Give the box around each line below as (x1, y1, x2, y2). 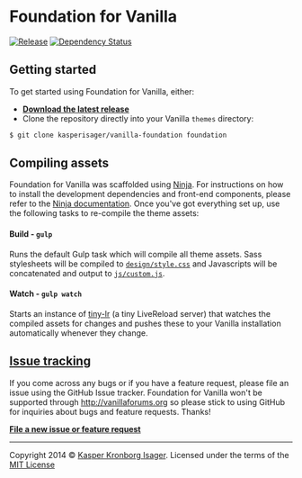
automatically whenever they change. (9, 327, 148, 338)
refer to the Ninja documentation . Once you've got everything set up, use (9, 198, 280, 209)
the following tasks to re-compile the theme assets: (9, 208, 200, 219)
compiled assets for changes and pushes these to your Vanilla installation (9, 318, 281, 329)
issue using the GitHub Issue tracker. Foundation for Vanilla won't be (9, 387, 262, 398)
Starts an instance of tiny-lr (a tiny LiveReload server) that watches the (9, 308, 271, 319)
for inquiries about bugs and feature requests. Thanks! (9, 406, 211, 417)
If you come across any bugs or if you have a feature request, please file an (9, 377, 289, 388)
